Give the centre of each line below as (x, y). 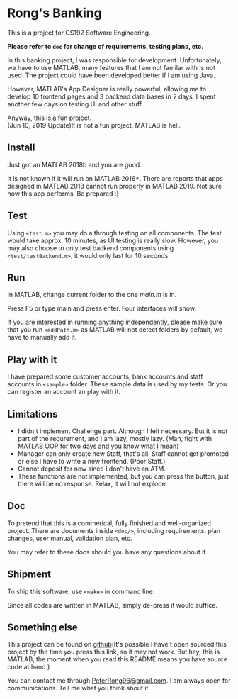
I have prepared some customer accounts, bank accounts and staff (105, 376)
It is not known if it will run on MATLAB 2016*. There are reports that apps (115, 178)
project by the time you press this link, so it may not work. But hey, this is (114, 652)
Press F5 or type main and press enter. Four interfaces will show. (102, 308)
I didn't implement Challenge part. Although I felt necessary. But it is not (123, 431)
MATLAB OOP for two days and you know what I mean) (98, 446)
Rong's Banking (55, 13)
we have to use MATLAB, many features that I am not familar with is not (112, 67)
